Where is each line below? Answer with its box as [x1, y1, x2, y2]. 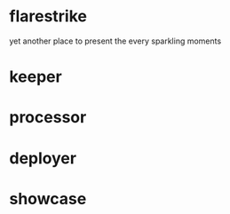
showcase [9, 188, 87, 209]
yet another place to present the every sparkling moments [9, 36, 222, 46]
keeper [9, 67, 62, 87]
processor [9, 107, 87, 128]
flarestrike [9, 6, 87, 27]
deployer [9, 148, 77, 168]
